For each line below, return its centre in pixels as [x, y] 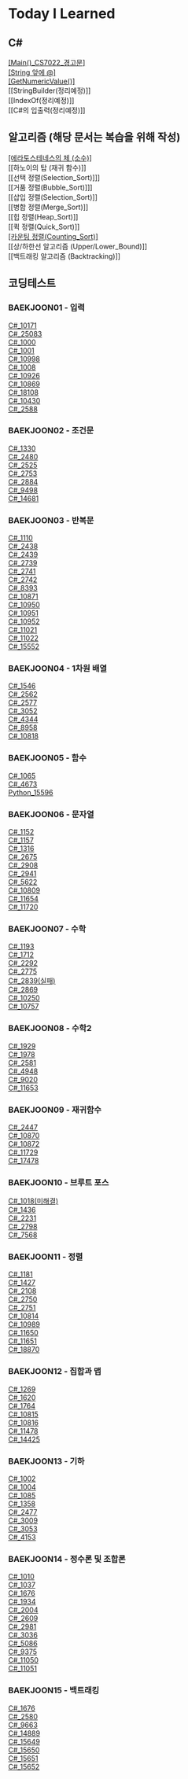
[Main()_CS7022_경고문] [47, 63]
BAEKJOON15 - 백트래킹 [54, 1690]
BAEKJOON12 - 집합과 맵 [55, 1372]
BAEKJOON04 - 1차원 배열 [58, 669]
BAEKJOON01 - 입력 [46, 308]
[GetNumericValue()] [42, 81]
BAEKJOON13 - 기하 [46, 1461]
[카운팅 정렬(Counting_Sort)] [53, 236]
